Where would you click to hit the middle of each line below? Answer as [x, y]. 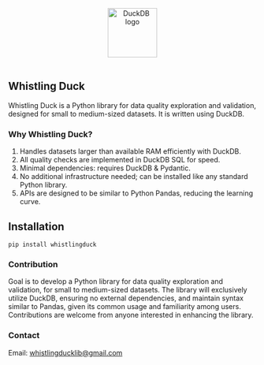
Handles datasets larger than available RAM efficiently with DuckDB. [130, 151]
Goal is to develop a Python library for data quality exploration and [115, 281]
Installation [36, 227]
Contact [24, 336]
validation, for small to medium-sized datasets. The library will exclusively [128, 290]
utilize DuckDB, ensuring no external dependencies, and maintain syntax [126, 298]
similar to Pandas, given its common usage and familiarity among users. [125, 307]
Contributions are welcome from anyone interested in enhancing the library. [131, 315]
